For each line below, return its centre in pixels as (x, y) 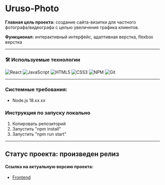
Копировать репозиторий (39, 124)
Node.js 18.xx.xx (29, 100)
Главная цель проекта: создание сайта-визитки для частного (70, 22)
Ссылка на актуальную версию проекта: (49, 166)
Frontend (21, 178)
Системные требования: (36, 90)
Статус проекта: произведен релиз (62, 154)
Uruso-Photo (32, 9)
